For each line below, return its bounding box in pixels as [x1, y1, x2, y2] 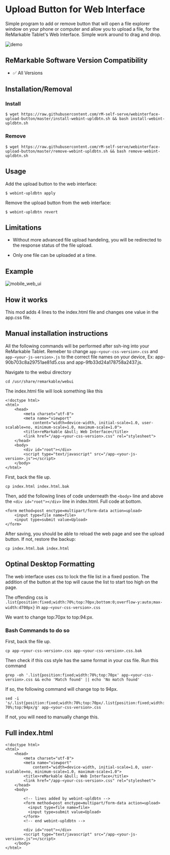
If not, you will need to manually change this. [5, 714, 99, 720]
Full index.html [5, 729, 53, 737]
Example [5, 267, 34, 276]
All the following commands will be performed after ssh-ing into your [5, 343, 150, 349]
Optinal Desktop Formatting [5, 560, 95, 568]
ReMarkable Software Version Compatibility [5, 56, 148, 65]
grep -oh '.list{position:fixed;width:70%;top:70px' [5, 672, 120, 677]
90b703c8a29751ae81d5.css [5, 359, 66, 365]
